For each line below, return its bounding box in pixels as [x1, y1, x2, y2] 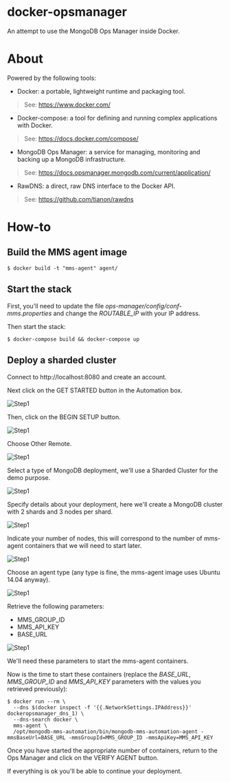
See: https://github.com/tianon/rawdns [23, 195, 134, 203]
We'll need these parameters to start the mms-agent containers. [7, 657, 189, 665]
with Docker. [16, 121, 53, 129]
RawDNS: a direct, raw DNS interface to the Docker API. [16, 182, 176, 190]
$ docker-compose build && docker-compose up [7, 335, 139, 343]
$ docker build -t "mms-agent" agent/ [7, 264, 118, 272]
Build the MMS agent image [7, 246, 128, 258]
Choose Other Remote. [7, 439, 72, 447]
